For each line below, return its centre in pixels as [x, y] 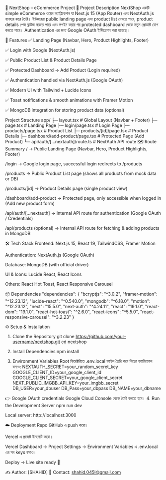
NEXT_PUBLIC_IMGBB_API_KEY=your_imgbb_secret [65, 383]
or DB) [12, 179]
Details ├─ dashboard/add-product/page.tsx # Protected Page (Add [75, 136]
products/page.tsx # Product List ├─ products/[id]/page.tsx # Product [77, 131]
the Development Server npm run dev [44, 405]
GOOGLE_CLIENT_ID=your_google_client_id [57, 372]
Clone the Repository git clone [43, 336]
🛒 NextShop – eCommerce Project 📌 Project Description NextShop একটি [78, 8]
